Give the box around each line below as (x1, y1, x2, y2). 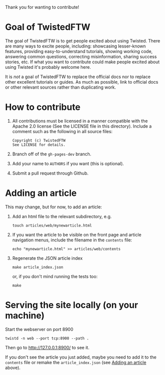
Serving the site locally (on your (5, 299, 138, 311)
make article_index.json (12, 265, 64, 270)
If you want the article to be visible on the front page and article (12, 232, 142, 237)
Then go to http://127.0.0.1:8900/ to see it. (5, 344, 90, 350)
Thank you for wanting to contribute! (5, 4, 80, 10)
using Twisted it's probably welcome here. (5, 64, 91, 70)
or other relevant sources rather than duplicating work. (5, 84, 116, 90)
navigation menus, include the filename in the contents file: (12, 237, 132, 243)
